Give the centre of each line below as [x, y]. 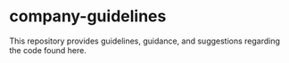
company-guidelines [88, 16]
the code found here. [48, 50]
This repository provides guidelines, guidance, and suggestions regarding [145, 41]
